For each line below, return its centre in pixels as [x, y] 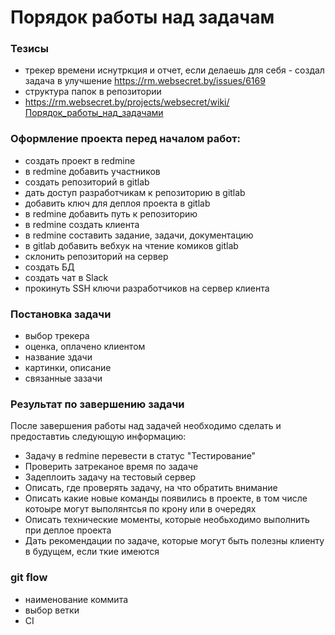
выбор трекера [57, 336]
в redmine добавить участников [92, 171]
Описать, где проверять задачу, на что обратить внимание [151, 488]
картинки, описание [68, 368]
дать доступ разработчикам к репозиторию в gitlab [135, 192]
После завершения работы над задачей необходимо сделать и [146, 426]
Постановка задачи [61, 314]
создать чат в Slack [66, 277]
